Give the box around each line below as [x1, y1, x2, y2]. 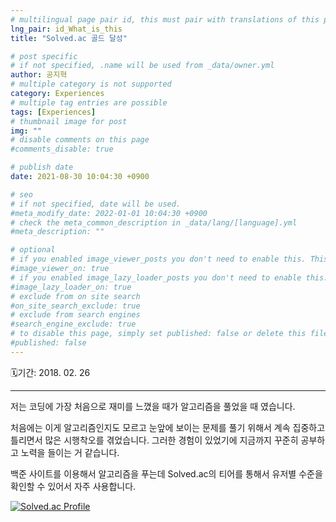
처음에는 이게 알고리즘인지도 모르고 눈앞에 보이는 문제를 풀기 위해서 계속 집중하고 [10, 421, 326, 433]
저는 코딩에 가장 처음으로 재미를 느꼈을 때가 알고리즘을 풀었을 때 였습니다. [10, 400, 296, 412]
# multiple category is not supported [10, 79, 172, 90]
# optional [10, 245, 56, 255]
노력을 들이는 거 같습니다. [20, 446, 120, 458]
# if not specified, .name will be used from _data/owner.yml [10, 61, 275, 71]
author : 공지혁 [10, 70, 68, 80]
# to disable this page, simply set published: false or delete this [10, 329, 307, 339]
